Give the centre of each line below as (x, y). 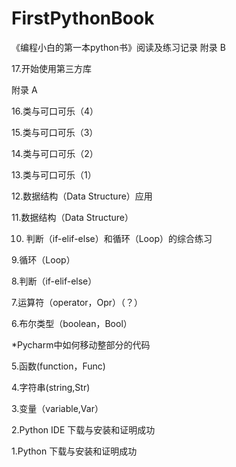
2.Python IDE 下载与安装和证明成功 (83, 429)
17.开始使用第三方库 (51, 68)
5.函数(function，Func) (58, 366)
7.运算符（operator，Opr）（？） (77, 302)
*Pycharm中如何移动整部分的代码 (81, 344)
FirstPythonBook (83, 18)
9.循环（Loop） (43, 259)
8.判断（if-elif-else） (54, 281)
